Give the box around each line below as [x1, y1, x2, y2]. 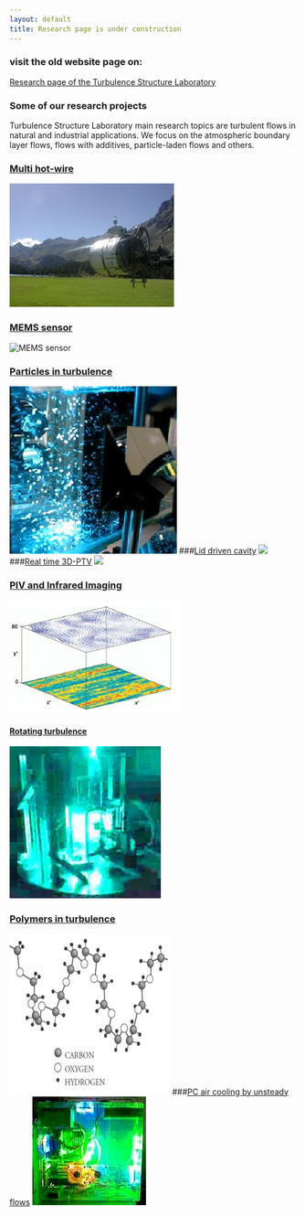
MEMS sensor [9, 321, 73, 334]
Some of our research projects [9, 99, 148, 112]
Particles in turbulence [9, 365, 112, 378]
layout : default [9, 15, 71, 24]
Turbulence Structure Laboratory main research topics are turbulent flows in [9, 120, 297, 132]
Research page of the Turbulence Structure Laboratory [9, 76, 216, 87]
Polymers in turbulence [9, 912, 116, 925]
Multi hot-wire [9, 163, 75, 176]
